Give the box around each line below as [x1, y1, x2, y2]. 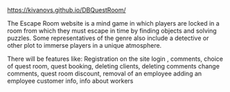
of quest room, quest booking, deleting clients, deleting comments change [7, 62, 220, 70]
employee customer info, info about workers [7, 77, 134, 85]
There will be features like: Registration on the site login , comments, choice [7, 55, 224, 63]
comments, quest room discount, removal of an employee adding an [7, 69, 202, 77]
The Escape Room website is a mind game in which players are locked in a [7, 19, 220, 27]
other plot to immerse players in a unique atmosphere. [7, 42, 162, 49]
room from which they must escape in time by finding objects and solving [7, 27, 217, 35]
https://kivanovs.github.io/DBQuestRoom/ [7, 6, 126, 14]
